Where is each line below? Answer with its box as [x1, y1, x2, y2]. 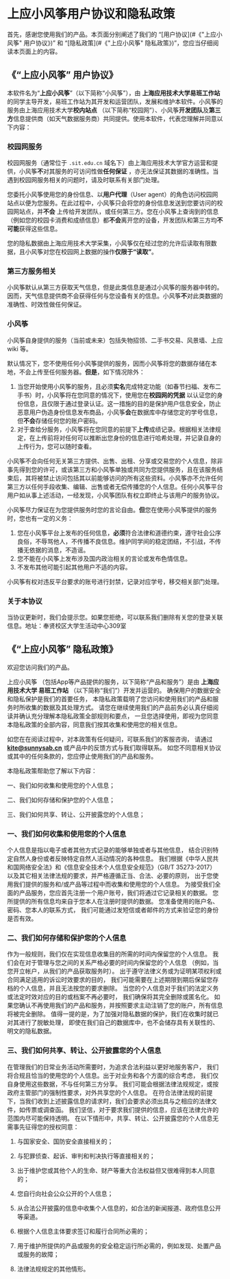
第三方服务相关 [7, 266, 57, 276]
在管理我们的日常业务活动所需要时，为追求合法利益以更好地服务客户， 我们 [7, 1063, 219, 1071]
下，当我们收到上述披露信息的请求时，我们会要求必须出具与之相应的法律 [7, 1097, 211, 1105]
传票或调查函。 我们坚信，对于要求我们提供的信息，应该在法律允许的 [25, 1105, 219, 1113]
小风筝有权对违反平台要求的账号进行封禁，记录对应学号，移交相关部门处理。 [7, 577, 223, 585]
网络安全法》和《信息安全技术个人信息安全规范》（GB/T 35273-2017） [18, 863, 216, 872]
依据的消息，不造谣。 [29, 546, 90, 554]
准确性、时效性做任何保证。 [7, 301, 86, 309]
